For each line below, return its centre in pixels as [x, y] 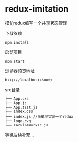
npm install [17, 42]
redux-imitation [37, 9]
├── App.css [17, 99]
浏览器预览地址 [20, 71]
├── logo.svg [18, 121]
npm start [15, 61]
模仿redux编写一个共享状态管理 [36, 23]
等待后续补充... [20, 135]
